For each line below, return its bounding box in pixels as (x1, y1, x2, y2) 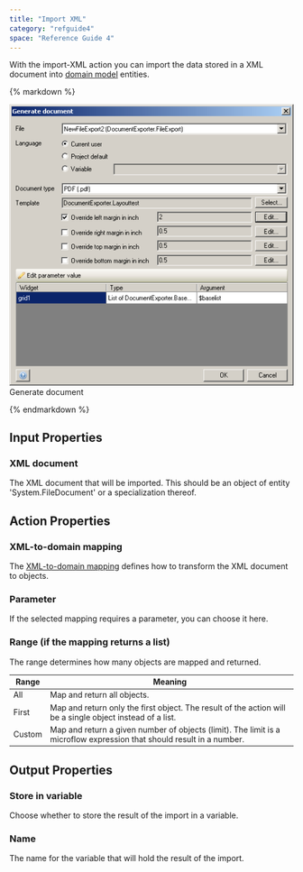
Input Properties (9, 430, 103, 445)
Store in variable (9, 789, 83, 802)
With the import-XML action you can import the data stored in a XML (9, 60, 264, 70)
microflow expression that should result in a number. (50, 733, 245, 744)
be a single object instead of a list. (50, 711, 177, 722)
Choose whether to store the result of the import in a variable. (9, 810, 239, 821)
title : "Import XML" (9, 14, 87, 23)
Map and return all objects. (50, 690, 150, 701)
